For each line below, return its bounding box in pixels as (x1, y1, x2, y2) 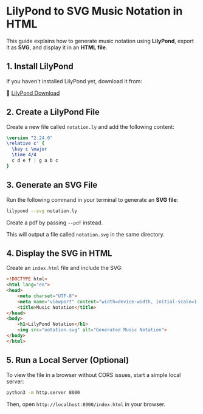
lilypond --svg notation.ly (6, 208, 78, 214)
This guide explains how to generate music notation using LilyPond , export (6, 37, 194, 44)
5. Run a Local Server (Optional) (6, 355, 129, 365)
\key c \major (12, 146, 47, 153)
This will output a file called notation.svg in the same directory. (6, 230, 165, 238)
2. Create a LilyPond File (6, 107, 100, 117)
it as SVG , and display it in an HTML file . (6, 44, 108, 51)
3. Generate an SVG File (6, 180, 98, 190)
